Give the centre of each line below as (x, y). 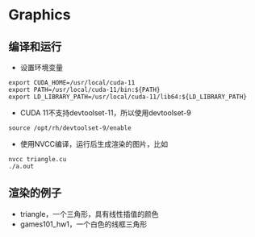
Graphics (40, 15)
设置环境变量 (41, 67)
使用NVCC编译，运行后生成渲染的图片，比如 (94, 144)
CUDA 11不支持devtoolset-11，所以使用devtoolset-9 (106, 113)
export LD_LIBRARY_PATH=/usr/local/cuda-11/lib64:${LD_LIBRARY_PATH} (128, 97)
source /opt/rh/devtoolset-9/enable (70, 128)
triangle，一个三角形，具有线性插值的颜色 (89, 214)
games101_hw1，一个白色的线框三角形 (84, 224)
